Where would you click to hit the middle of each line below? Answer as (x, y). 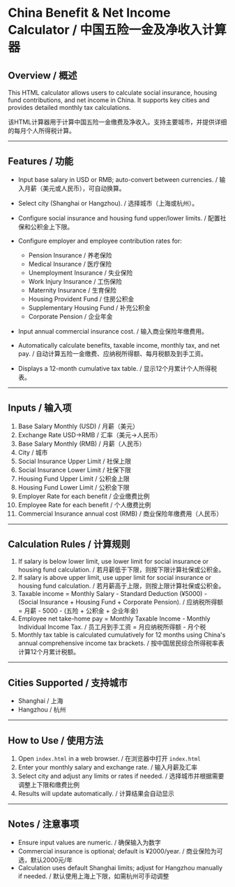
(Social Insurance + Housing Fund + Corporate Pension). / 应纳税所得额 (121, 602)
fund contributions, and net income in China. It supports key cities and (109, 100)
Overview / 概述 (43, 75)
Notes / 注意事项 (44, 824)
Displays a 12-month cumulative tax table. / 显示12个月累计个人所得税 (117, 368)
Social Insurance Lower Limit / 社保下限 (75, 469)
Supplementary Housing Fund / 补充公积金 (89, 307)
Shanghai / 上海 (40, 701)
